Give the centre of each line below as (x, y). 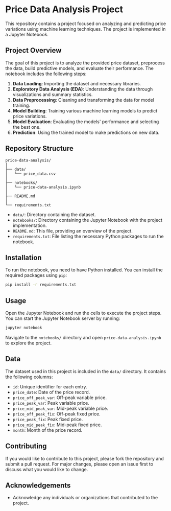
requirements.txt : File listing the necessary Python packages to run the (88, 236)
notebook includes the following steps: (46, 74)
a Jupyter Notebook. (27, 34)
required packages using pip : (36, 275)
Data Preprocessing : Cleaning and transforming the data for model (83, 100)
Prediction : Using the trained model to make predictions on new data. (86, 132)
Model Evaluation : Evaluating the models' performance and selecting (86, 122)
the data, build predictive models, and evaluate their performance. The (80, 68)
